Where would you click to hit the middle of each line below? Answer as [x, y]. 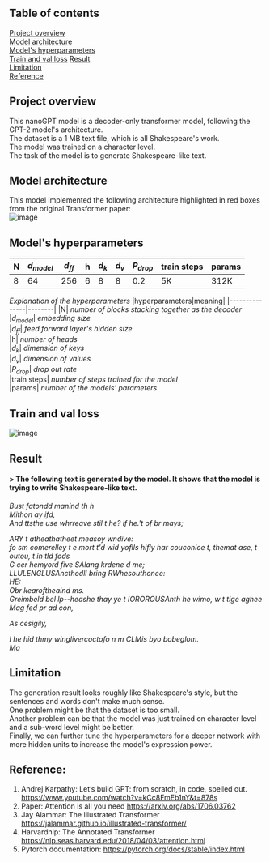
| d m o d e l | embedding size [50, 319]
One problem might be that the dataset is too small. [95, 710]
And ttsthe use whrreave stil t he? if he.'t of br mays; [97, 523]
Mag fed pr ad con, [41, 608]
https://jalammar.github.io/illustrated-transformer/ [103, 824]
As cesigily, [28, 623]
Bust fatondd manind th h [52, 506]
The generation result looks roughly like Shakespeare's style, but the [123, 693]
